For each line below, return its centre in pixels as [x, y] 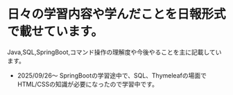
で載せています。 [55, 32]
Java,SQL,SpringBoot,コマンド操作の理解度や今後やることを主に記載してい [114, 52]
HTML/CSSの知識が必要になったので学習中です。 [87, 84]
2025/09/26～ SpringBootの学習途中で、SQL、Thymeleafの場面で [112, 75]
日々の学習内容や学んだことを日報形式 [117, 14]
